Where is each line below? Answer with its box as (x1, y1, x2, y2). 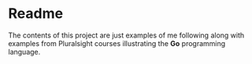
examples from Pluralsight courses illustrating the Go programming (8, 38, 226, 48)
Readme (8, 5, 64, 23)
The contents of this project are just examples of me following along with (8, 30, 245, 40)
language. (8, 47, 41, 56)
